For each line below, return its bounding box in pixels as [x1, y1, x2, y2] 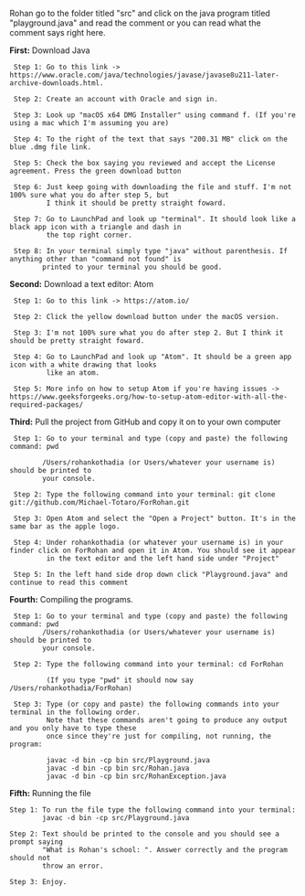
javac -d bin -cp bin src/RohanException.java [46, 772, 226, 781]
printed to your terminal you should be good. [42, 262, 223, 272]
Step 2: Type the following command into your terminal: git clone [13, 490, 276, 499]
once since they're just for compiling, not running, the [46, 731, 272, 741]
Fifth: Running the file [9, 788, 91, 798]
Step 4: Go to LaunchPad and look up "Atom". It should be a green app [13, 352, 292, 361]
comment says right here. [9, 27, 106, 37]
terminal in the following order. [9, 708, 142, 717]
